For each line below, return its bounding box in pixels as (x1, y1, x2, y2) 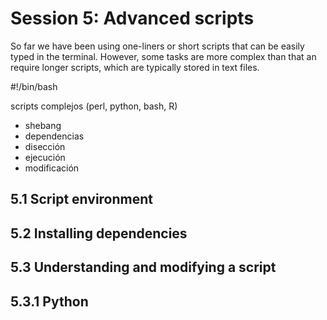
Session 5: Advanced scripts (10, 7, 255, 30)
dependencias (24, 130, 85, 142)
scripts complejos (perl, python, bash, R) (10, 100, 178, 112)
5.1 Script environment (10, 191, 154, 208)
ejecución (24, 151, 66, 163)
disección (24, 140, 66, 152)
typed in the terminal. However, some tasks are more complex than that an (10, 50, 317, 62)
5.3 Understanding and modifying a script (10, 259, 277, 276)
